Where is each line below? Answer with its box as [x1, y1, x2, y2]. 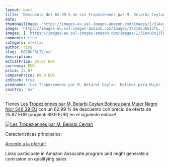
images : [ [5, 31, 26, 36]
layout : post [5, 7, 33, 13]
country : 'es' [5, 87, 35, 92]
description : [5, 54, 33, 59]
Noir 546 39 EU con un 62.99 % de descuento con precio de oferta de [5, 106, 151, 112]
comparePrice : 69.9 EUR [5, 73, 55, 78]
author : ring [5, 45, 33, 50]
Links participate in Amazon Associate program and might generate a [5, 150, 149, 156]
